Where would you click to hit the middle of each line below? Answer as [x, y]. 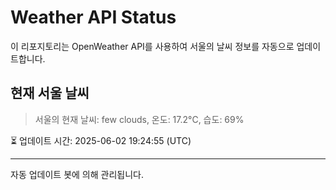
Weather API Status [93, 17]
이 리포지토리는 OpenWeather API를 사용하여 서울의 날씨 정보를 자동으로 [152, 46]
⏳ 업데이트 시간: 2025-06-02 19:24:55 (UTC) [101, 140]
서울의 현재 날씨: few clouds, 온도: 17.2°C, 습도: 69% [139, 119]
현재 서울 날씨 [50, 93]
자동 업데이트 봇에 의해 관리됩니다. [77, 174]
